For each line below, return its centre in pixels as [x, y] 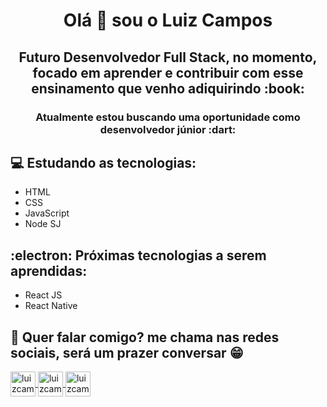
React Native [51, 306]
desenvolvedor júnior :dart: [168, 129]
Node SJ [43, 224]
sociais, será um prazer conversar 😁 [127, 352]
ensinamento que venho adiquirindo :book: [168, 88]
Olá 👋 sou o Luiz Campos [168, 20]
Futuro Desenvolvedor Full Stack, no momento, [168, 57]
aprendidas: [49, 270]
